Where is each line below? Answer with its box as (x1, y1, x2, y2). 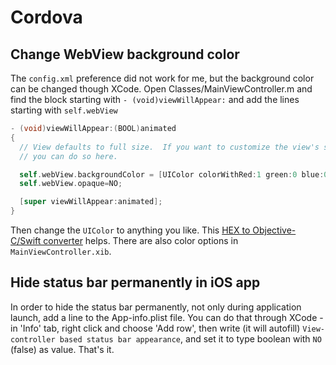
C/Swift (10, 235, 42, 246)
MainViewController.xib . (10, 246, 112, 257)
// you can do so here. (19, 151, 118, 161)
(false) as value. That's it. (10, 343, 115, 355)
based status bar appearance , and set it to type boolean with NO (59, 332, 322, 345)
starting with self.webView (10, 104, 118, 116)
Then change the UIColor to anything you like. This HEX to (10, 224, 251, 236)
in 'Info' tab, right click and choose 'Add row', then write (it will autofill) (10, 322, 301, 334)
